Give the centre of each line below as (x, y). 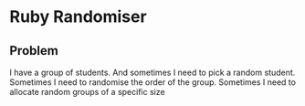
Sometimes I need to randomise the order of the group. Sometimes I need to (153, 82)
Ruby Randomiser (79, 17)
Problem (34, 51)
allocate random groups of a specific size (88, 92)
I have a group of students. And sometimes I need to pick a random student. (152, 72)
